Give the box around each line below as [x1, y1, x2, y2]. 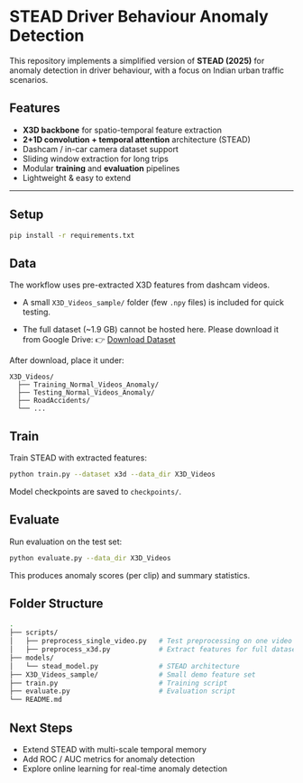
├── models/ [9, 653, 54, 662]
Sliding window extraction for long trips [22, 153, 169, 164]
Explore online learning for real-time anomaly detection [22, 763, 228, 774]
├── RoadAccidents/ [17, 396, 91, 405]
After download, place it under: [9, 355, 124, 366]
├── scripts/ [9, 628, 59, 637]
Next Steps [9, 720, 73, 735]
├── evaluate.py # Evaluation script [9, 687, 236, 696]
